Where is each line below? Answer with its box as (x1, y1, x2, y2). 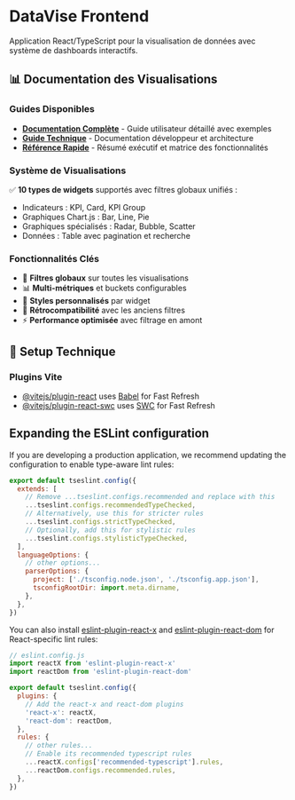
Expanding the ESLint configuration (9, 426, 210, 441)
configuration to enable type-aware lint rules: (9, 459, 175, 470)
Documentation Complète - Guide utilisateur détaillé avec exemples (21, 123, 272, 134)
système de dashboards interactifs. (9, 44, 138, 55)
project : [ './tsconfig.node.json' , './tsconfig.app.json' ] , (32, 575, 260, 584)
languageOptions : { (17, 550, 89, 559)
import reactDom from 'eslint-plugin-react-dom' (9, 668, 192, 677)
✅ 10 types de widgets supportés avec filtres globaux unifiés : (9, 184, 237, 194)
